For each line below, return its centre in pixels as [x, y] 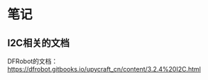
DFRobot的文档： [33, 61]
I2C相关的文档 [38, 43]
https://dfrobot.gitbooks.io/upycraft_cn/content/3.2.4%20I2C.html [104, 69]
